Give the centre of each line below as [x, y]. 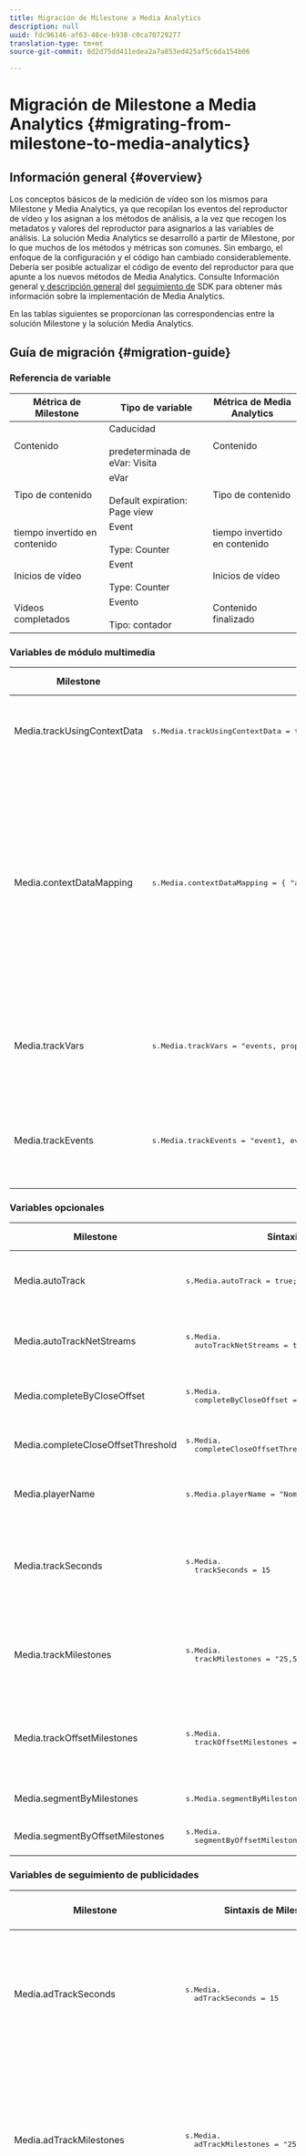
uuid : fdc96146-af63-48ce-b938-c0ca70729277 [95, 35]
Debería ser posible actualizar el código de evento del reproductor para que [152, 267]
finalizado [234, 619]
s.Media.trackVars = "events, [214, 1046]
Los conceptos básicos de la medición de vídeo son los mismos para [139, 199]
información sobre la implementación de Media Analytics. [117, 297]
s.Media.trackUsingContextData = [221, 731]
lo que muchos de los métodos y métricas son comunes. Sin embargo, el [146, 248]
